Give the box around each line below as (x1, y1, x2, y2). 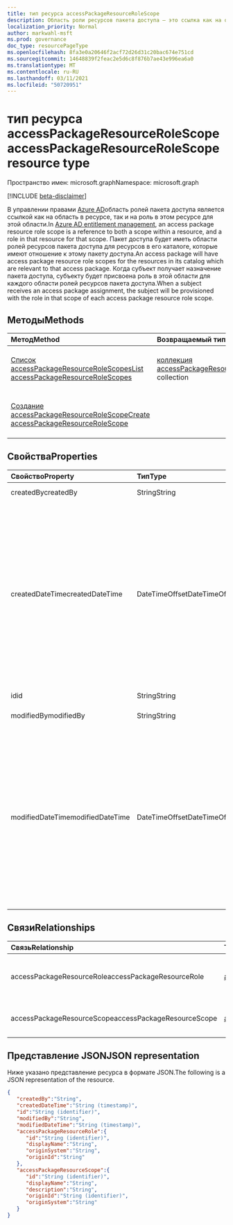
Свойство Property (10, 471, 75, 481)
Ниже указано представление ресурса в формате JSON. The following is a (7, 1068, 225, 1077)
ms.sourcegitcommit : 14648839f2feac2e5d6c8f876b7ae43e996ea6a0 (7, 56, 194, 63)
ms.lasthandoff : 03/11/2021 (7, 74, 89, 82)
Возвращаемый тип (157, 335, 226, 344)
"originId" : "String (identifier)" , (25, 1192, 129, 1199)
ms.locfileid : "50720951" (7, 81, 82, 88)
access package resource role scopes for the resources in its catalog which (7, 257, 224, 265)
